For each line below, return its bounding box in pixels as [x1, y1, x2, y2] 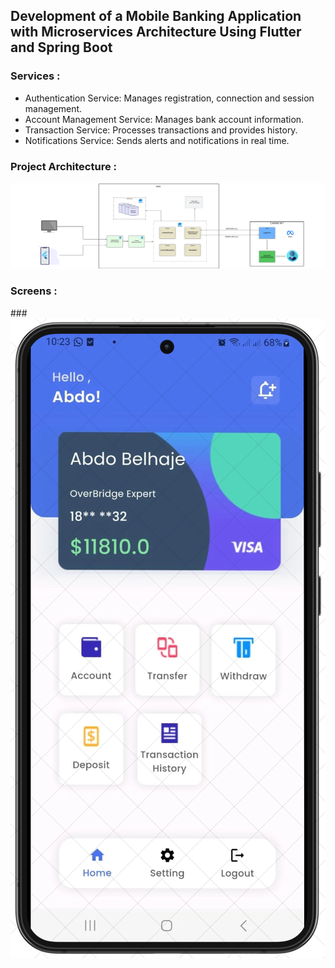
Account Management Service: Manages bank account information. [24, 113, 305, 125]
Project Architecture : [10, 159, 118, 173]
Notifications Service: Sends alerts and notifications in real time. [24, 134, 290, 146]
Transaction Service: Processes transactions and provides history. [24, 124, 298, 136]
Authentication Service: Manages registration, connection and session [24, 92, 315, 104]
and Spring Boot [10, 39, 113, 56]
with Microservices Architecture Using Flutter [10, 24, 302, 41]
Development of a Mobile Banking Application [10, 8, 302, 25]
